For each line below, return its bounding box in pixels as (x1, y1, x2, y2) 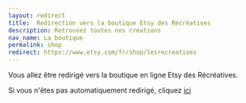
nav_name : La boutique (8, 33, 83, 42)
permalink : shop (8, 41, 62, 49)
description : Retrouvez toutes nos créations (8, 26, 161, 34)
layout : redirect (8, 11, 66, 20)
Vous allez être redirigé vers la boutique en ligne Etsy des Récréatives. (8, 71, 238, 79)
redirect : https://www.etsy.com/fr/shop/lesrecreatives (8, 48, 197, 56)
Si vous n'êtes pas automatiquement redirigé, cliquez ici (8, 86, 192, 95)
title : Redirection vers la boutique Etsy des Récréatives (8, 19, 212, 27)
